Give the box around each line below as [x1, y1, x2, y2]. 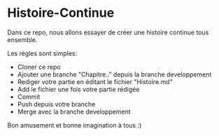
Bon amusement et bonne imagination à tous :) [7, 121, 142, 129]
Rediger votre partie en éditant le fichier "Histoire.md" [17, 77, 173, 86]
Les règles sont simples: [7, 49, 78, 57]
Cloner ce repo [17, 62, 61, 71]
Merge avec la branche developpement [17, 107, 131, 116]
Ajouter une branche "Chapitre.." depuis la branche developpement [17, 70, 212, 79]
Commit [17, 93, 41, 101]
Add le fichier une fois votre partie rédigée [17, 85, 140, 93]
